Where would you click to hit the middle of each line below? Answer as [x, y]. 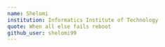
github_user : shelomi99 [42, 33]
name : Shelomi [28, 13]
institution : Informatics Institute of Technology [83, 20]
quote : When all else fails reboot [59, 26]
